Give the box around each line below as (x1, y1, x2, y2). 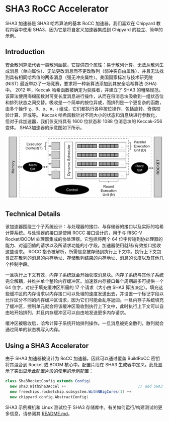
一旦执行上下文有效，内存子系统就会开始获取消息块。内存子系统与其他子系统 (5, 272, 164, 278)
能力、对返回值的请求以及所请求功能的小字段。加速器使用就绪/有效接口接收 (5, 242, 161, 249)
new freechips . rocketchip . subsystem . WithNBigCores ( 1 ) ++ (10, 389, 132, 394)
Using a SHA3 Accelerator (5, 341, 89, 350)
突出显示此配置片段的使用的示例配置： (14, 368, 94, 374)
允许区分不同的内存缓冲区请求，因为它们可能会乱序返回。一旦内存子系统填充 (5, 297, 164, 303)
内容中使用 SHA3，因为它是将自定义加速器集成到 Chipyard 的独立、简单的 (9, 26, 163, 33)
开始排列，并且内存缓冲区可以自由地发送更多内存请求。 (14, 309, 129, 315)
